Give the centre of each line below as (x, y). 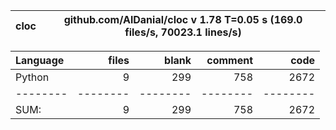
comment (229, 60)
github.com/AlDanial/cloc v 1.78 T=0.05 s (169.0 (183, 19)
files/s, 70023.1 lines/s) (183, 32)
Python (32, 77)
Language (40, 60)
